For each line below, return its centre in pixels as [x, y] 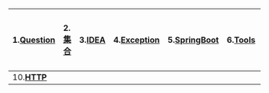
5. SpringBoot [193, 40]
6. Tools [241, 40]
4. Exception [137, 40]
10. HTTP [30, 77]
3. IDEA [92, 40]
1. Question [34, 40]
